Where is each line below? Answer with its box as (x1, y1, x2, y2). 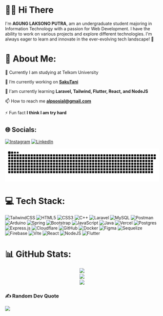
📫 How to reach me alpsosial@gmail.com (5, 98, 92, 104)
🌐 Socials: (5, 126, 37, 134)
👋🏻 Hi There (5, 4, 54, 16)
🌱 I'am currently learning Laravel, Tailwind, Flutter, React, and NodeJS (5, 88, 148, 94)
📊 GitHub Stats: (5, 249, 72, 259)
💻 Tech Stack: (5, 195, 65, 207)
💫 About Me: (5, 53, 57, 64)
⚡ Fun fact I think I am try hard (5, 109, 67, 115)
